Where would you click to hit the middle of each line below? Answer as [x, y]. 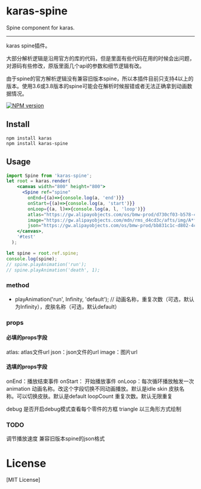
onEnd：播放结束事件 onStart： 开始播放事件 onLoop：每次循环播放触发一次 [100, 381]
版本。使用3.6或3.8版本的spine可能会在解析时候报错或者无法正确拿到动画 [97, 86]
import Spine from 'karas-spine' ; [49, 176]
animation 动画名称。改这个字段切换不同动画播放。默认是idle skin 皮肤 [93, 389]
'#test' [26, 237]
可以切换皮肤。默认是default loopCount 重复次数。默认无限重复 [95, 396]
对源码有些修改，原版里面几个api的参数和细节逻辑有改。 [75, 66]
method [18, 285]
